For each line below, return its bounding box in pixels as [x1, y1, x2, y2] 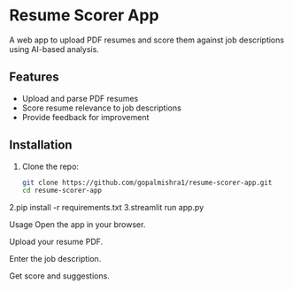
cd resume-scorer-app [21, 187, 102, 195]
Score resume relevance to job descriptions [21, 103, 181, 113]
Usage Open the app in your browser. [9, 219, 146, 230]
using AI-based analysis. [9, 43, 99, 54]
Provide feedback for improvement [21, 111, 150, 122]
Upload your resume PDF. [9, 236, 104, 248]
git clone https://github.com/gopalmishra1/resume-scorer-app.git [21, 178, 273, 187]
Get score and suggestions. [9, 271, 111, 281]
